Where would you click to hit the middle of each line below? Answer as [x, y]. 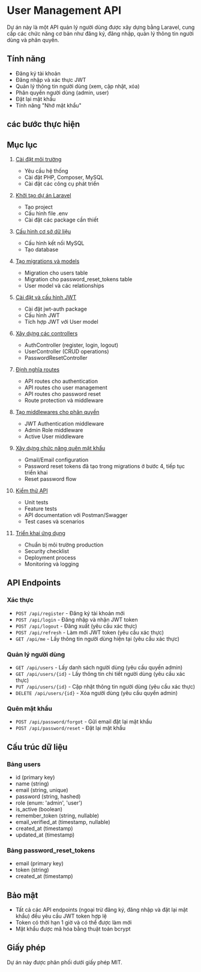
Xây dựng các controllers [46, 333]
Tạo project [38, 207]
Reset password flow [50, 478]
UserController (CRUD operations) [67, 351]
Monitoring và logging [52, 564]
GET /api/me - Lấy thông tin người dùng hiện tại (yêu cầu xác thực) [97, 639]
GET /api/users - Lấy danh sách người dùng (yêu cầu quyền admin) [99, 667]
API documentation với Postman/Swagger [76, 515]
